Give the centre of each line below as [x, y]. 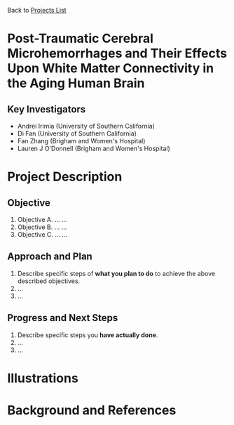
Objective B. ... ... [42, 227]
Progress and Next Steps [63, 318]
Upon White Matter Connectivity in [111, 68]
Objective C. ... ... [42, 234]
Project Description [65, 177]
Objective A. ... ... [42, 220]
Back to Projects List [37, 10]
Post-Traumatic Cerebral [81, 39]
